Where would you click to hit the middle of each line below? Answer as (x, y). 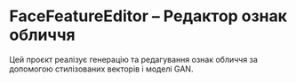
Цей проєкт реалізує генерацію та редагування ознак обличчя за (133, 59)
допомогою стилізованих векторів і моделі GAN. (101, 69)
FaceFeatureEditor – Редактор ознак (148, 16)
